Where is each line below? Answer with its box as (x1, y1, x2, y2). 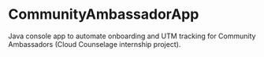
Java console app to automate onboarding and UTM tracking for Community (8, 31, 256, 41)
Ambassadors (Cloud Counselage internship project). (8, 39, 181, 48)
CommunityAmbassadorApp (8, 5, 199, 23)
